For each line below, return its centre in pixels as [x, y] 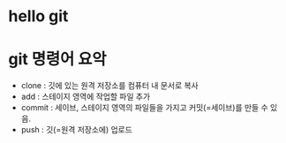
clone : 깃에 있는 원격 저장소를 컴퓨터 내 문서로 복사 [110, 86]
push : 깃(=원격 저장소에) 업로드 [77, 130]
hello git [38, 16]
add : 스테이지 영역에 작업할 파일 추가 [86, 97]
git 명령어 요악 [57, 60]
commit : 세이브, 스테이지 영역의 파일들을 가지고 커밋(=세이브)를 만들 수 [144, 108]
